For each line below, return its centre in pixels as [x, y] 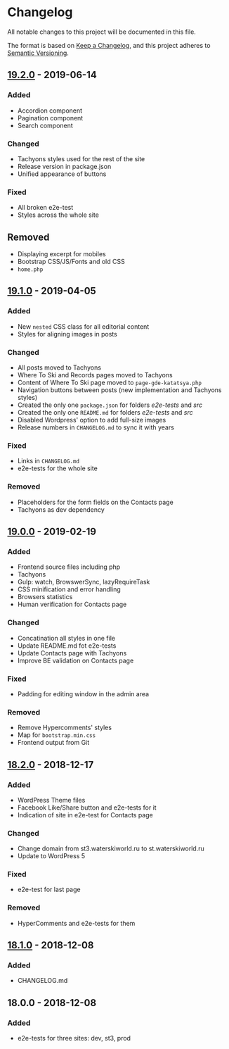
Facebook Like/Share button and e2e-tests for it [87, 808]
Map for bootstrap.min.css [57, 735]
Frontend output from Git [53, 743]
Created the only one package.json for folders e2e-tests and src [110, 405]
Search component [45, 125]
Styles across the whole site [58, 215]
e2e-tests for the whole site [58, 468]
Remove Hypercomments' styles [65, 728]
